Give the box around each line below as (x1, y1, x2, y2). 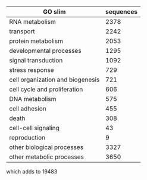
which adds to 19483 (6, 168, 58, 175)
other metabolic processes (9, 153, 85, 161)
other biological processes (9, 143, 84, 151)
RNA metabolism (9, 18, 56, 26)
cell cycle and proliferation (9, 86, 83, 93)
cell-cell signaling (9, 124, 60, 132)
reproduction (9, 134, 46, 141)
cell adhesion (9, 105, 46, 112)
